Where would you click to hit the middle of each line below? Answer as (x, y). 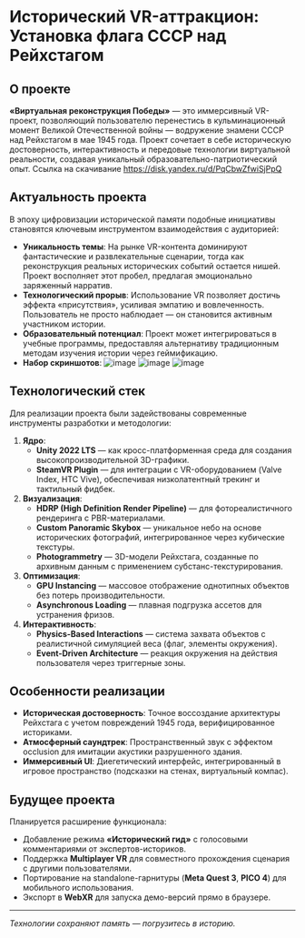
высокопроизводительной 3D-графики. (113, 459)
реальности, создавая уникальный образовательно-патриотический (143, 159)
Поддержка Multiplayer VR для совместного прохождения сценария (156, 859)
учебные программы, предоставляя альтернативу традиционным (151, 343)
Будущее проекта (62, 799)
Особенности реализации (87, 692)
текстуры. (55, 547)
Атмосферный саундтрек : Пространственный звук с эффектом (148, 742)
